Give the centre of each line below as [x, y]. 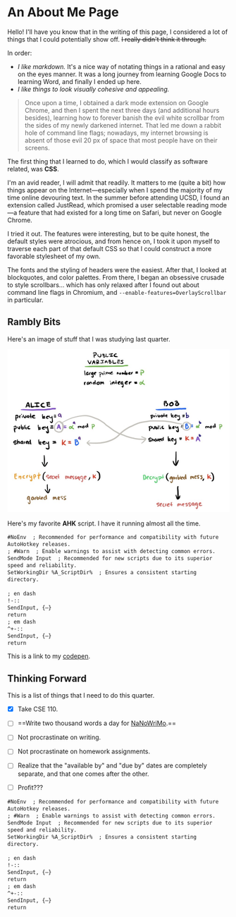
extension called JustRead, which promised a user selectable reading [108, 205]
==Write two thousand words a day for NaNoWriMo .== [97, 723]
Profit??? [30, 787]
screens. [37, 147]
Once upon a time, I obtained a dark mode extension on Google [117, 102]
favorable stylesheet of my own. [54, 256]
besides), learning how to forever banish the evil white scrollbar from [124, 118]
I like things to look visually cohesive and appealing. [93, 89]
